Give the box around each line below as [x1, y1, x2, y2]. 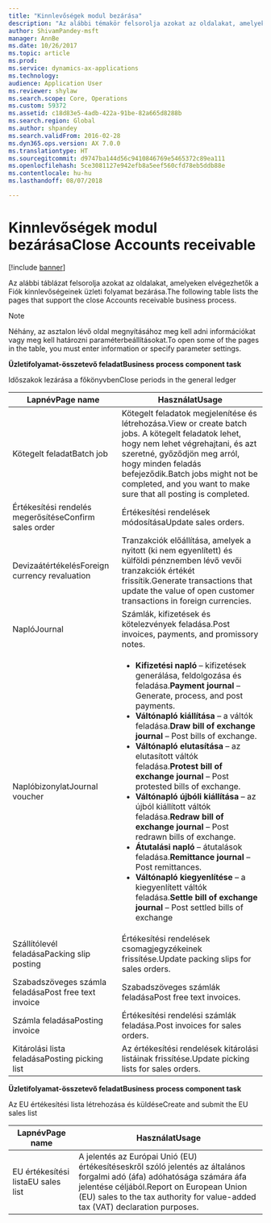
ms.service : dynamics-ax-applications [8, 65, 139, 73]
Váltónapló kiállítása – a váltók [135, 710, 253, 721]
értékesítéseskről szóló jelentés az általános [78, 1161, 246, 1172]
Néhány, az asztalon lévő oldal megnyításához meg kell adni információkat [8, 326, 256, 336]
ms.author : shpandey [8, 124, 78, 132]
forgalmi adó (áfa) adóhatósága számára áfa [78, 1171, 248, 1182]
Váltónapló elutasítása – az [135, 740, 241, 751]
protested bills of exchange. [135, 780, 241, 791]
